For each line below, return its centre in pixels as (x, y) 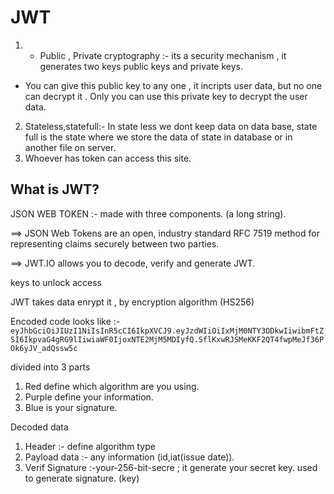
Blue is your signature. (71, 407)
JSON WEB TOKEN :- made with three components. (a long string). (148, 213)
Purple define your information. (89, 397)
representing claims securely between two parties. (115, 243)
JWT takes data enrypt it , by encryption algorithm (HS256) (132, 302)
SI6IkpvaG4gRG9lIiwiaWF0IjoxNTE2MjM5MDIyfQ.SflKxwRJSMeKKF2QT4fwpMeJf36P (167, 339)
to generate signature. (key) (82, 478)
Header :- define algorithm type (90, 446)
